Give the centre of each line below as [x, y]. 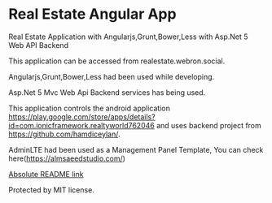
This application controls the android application [90, 108]
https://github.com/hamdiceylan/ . [64, 134]
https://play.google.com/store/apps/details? [82, 117]
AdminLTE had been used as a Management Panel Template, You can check [136, 149]
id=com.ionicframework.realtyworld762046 [81, 125]
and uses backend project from [209, 125]
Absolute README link [46, 174]
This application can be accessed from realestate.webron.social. [117, 61]
